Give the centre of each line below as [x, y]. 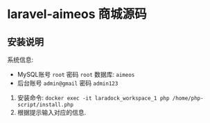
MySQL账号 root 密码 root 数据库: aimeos [76, 74]
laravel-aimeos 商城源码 [77, 14]
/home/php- [188, 98]
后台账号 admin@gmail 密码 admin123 [68, 83]
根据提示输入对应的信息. [52, 112]
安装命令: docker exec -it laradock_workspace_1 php [93, 98]
